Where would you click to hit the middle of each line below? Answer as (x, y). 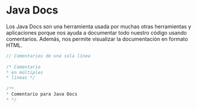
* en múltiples (25, 72)
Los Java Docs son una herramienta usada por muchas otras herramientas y (99, 26)
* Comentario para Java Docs (42, 95)
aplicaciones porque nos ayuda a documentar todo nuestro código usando (96, 32)
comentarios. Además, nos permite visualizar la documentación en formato (97, 39)
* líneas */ (21, 78)
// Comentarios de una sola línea (49, 56)
